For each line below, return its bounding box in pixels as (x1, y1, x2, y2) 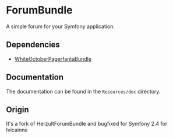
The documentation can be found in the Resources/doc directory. (6, 88, 161, 95)
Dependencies (6, 40, 60, 50)
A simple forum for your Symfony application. (6, 23, 115, 30)
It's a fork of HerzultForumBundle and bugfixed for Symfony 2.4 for (6, 120, 168, 127)
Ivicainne (6, 126, 28, 133)
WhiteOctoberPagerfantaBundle (14, 55, 92, 62)
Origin (6, 105, 29, 115)
